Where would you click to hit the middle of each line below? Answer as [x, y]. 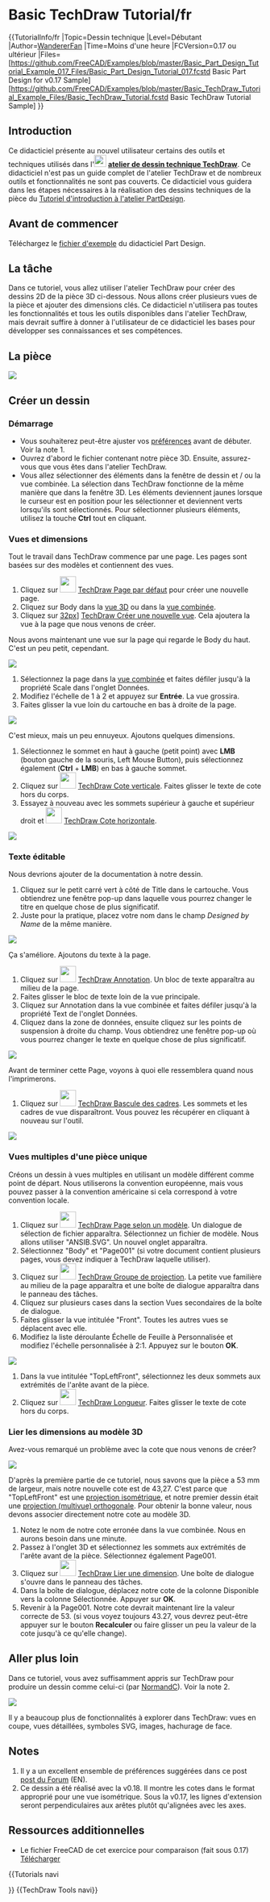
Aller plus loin [44, 1659]
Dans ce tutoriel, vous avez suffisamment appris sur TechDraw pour [121, 1678]
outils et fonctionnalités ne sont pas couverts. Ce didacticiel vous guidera [130, 181]
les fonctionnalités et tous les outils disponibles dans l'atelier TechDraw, [128, 314]
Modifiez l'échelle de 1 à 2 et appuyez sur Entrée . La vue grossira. [130, 696]
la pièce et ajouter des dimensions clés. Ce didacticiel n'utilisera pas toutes [133, 305]
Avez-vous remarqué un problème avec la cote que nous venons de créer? [132, 1449]
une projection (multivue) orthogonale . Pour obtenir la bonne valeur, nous [130, 1506]
